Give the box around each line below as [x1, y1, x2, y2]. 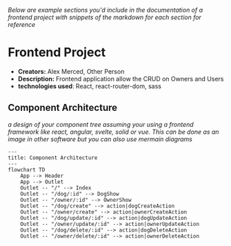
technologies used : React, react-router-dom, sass [17, 82, 161, 90]
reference [8, 21, 36, 28]
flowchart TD [8, 166, 46, 173]
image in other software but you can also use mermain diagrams [8, 134, 192, 143]
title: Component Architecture [8, 154, 98, 161]
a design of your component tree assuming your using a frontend [8, 120, 194, 128]
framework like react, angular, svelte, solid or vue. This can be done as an [8, 127, 219, 136]
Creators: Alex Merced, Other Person [17, 67, 125, 75]
